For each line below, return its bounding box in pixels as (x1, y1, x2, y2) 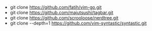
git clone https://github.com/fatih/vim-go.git (10, 4, 102, 10)
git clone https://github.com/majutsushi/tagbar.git (10, 9, 114, 15)
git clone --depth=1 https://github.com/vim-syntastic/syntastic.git (10, 20, 147, 26)
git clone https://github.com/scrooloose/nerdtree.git (10, 15, 119, 20)
